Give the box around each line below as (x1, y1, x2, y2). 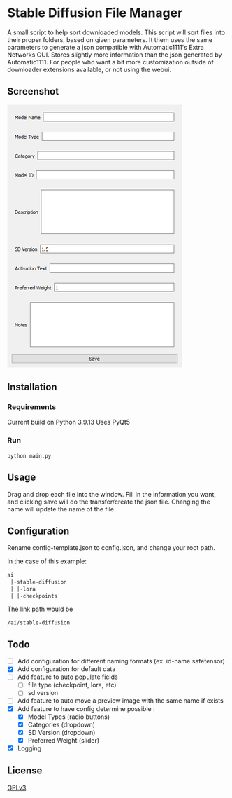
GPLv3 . (7, 783, 28, 792)
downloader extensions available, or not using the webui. (7, 65, 171, 74)
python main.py (7, 452, 52, 460)
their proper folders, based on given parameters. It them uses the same (7, 35, 213, 43)
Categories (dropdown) (27, 720, 96, 729)
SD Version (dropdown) (27, 728, 96, 736)
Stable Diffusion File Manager (7, 5, 183, 21)
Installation (7, 381, 57, 393)
